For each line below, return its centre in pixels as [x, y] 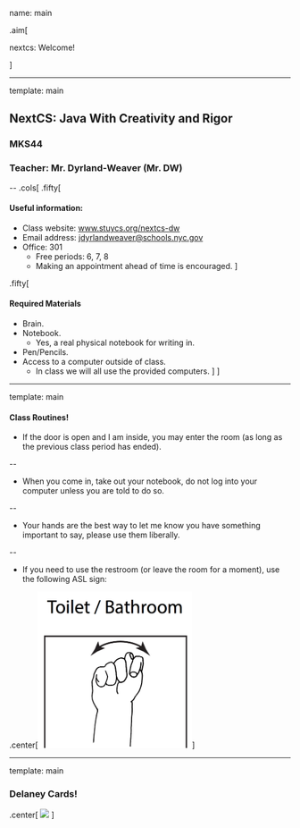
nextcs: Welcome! [42, 47]
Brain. [33, 324]
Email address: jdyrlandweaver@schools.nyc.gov [112, 237]
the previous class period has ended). [92, 447]
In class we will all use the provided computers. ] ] [128, 371]
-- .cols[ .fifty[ [35, 188]
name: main [31, 13]
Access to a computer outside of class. [94, 362]
